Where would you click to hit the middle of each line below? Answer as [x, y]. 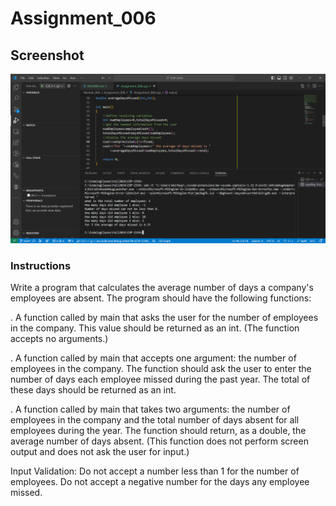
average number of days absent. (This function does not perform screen [159, 441]
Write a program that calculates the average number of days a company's [162, 287]
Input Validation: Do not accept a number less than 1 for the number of [155, 471]
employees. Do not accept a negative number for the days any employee [160, 481]
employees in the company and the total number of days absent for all [155, 420]
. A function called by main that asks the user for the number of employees [164, 317]
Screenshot [47, 55]
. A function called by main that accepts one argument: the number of [153, 358]
